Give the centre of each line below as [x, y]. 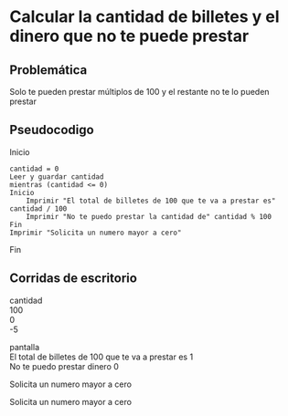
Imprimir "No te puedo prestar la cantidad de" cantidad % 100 [149, 216]
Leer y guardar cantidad [57, 177]
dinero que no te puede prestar [129, 36]
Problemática [48, 70]
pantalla [24, 347]
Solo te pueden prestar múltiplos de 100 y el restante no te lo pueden [139, 92]
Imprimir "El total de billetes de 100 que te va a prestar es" [151, 201]
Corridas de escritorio [73, 279]
